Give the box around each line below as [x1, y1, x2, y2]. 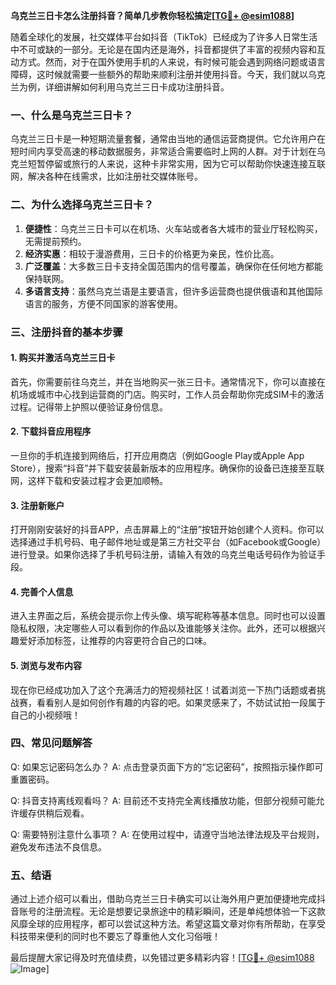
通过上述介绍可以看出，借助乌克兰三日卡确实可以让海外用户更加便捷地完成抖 [10, 893, 326, 905]
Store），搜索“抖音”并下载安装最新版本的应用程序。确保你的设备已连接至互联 [10, 462, 325, 474]
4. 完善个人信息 [10, 585, 74, 598]
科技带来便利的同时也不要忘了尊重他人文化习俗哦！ [10, 930, 221, 943]
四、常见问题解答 [10, 736, 93, 750]
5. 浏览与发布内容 [10, 659, 82, 671]
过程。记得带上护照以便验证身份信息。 [10, 400, 168, 413]
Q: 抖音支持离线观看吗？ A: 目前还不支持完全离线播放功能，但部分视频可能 [10, 794, 317, 806]
